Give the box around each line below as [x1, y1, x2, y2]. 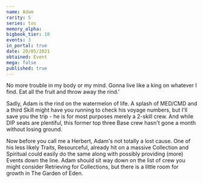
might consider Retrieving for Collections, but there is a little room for [6, 163, 179, 170]
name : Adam [6, 8, 34, 15]
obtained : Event [6, 54, 47, 60]
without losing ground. [6, 125, 62, 133]
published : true [6, 65, 47, 72]
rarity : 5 [6, 15, 32, 21]
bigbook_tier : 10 [6, 32, 50, 38]
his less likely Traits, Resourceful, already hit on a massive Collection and [6, 144, 189, 151]
